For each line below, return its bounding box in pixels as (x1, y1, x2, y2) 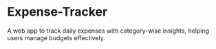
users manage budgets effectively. (7, 33, 105, 42)
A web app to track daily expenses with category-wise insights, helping (7, 27, 210, 35)
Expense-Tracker (7, 4, 108, 20)
